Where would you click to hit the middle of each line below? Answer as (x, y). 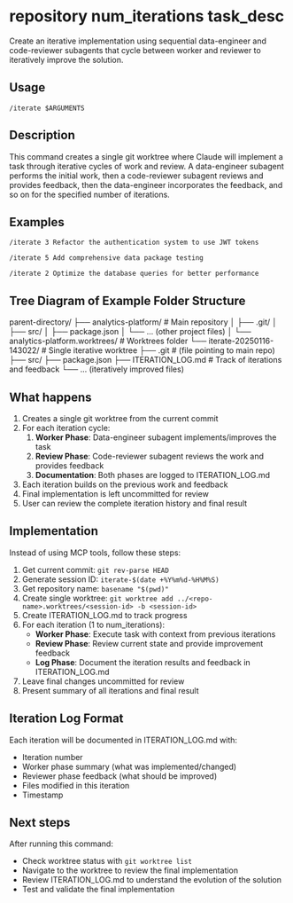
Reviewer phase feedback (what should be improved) (120, 776)
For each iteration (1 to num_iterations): (93, 624)
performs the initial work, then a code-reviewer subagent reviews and (136, 176)
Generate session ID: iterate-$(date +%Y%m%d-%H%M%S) (120, 579)
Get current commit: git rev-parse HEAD (96, 569)
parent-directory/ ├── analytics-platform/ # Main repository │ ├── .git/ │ (143, 322)
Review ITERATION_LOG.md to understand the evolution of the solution (151, 880)
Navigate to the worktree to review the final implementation (130, 870)
